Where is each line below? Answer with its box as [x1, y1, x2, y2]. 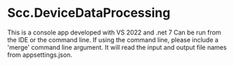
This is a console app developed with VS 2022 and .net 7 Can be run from [7, 28, 221, 37]
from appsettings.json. [7, 51, 72, 59]
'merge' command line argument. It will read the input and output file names [7, 43, 227, 51]
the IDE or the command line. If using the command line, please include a [7, 35, 219, 44]
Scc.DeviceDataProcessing [7, 5, 171, 21]
